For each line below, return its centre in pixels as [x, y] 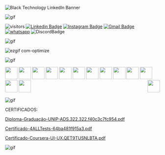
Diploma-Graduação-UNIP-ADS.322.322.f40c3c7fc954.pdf [65, 119]
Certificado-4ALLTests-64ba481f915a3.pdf [49, 129]
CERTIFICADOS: [21, 110]
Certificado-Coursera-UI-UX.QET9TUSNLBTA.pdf [55, 138]
